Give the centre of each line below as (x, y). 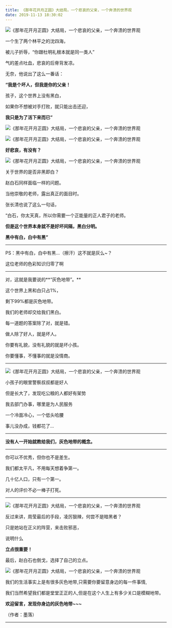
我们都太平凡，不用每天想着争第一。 (44, 468)
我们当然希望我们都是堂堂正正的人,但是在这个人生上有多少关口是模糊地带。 (84, 593)
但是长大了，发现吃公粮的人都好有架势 (46, 393)
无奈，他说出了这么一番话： (35, 74)
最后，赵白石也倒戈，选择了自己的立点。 (48, 560)
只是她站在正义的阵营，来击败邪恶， (44, 527)
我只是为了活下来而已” (29, 117)
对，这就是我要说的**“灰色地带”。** (43, 279)
